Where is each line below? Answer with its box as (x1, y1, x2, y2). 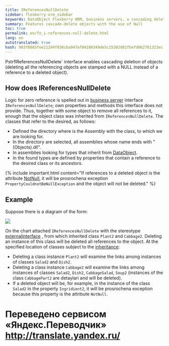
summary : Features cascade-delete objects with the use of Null (5, 21, 143, 27)
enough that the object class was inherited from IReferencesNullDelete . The (5, 113, 163, 119)
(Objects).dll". (12, 144, 41, 150)
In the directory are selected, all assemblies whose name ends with (12, 139, 152, 145)
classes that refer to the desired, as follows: (5, 119, 96, 125)
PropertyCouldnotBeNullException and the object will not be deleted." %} (5, 181, 156, 187)
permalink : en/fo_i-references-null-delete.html (5, 31, 109, 36)
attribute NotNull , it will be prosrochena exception (5, 176, 108, 182)
